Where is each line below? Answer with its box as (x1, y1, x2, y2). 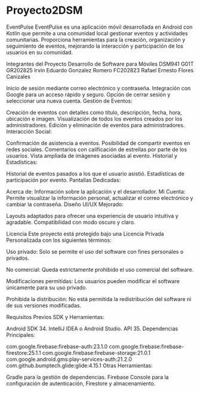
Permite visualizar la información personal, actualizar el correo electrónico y (6, 194, 193, 201)
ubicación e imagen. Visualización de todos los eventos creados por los (6, 115, 183, 122)
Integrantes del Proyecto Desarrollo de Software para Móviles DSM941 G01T (6, 60, 194, 67)
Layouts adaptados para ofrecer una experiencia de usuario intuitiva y (6, 212, 179, 219)
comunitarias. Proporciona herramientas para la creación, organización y (6, 36, 186, 43)
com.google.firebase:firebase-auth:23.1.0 (6, 343, 108, 350)
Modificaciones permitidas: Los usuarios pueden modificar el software (6, 277, 180, 284)
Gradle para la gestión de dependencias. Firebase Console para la (6, 373, 169, 380)
